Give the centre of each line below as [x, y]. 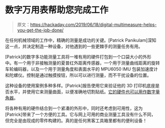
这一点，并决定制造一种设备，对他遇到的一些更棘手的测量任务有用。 [74, 46]
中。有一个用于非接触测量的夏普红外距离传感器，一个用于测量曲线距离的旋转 [82, 63]
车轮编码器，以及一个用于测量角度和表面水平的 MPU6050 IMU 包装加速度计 [82, 69]
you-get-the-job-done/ [40, 30]
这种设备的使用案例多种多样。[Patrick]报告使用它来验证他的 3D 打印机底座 [80, 85]
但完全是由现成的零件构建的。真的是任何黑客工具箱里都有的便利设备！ [76, 120]
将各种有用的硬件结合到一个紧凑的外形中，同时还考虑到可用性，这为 [74, 108]
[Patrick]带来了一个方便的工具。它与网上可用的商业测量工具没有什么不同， [81, 114]
